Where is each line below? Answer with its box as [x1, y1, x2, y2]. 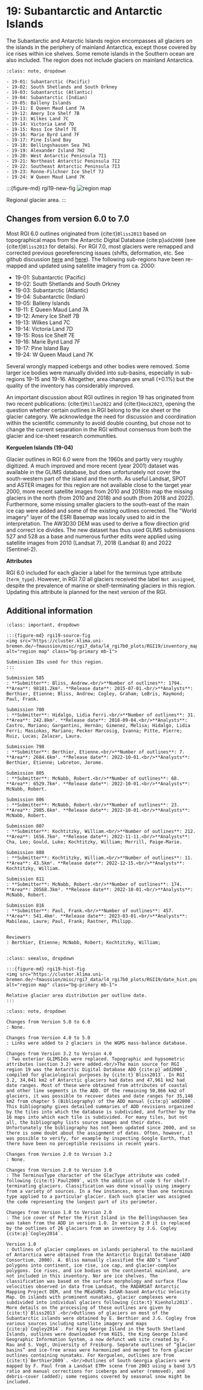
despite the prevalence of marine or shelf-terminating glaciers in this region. [6, 582, 196, 589]
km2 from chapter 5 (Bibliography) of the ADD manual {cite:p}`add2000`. [6, 1098, 196, 1104]
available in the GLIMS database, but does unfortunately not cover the [6, 468, 181, 475]
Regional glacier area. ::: [6, 196, 66, 203]
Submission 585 [6, 674, 45, 681]
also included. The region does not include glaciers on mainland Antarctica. [6, 56, 195, 64]
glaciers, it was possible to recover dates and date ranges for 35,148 [6, 1093, 193, 1099]
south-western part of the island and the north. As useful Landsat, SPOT [6, 475, 187, 482]
